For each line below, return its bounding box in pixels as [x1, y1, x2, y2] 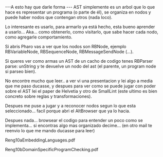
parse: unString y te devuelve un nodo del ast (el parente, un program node [5, 63, 157, 69]
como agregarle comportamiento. [5, 34, 72, 40]
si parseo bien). [5, 69, 36, 74]
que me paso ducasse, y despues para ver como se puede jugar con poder [5, 83, 156, 89]
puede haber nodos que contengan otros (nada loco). [5, 15, 113, 20]
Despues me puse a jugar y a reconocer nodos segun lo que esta [5, 103, 136, 108]
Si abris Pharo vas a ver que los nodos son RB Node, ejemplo [5, 44, 127, 49]
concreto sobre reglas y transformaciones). [5, 93, 92, 99]
